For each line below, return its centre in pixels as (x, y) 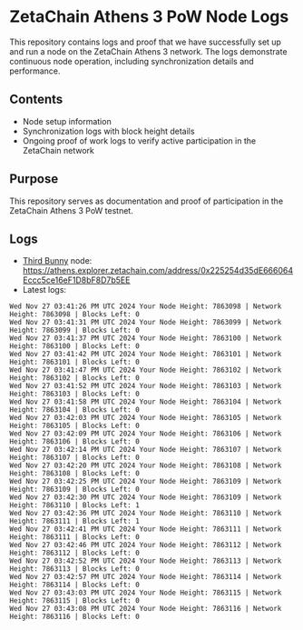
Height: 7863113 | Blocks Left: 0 (75, 569)
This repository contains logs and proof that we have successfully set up (145, 42)
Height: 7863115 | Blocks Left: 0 (75, 601)
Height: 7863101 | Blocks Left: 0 (75, 362)
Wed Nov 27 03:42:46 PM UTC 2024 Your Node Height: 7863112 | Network (146, 545)
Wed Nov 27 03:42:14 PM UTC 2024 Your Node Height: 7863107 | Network (146, 450)
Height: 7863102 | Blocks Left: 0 (75, 378)
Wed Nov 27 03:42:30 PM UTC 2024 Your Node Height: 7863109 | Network (146, 497)
